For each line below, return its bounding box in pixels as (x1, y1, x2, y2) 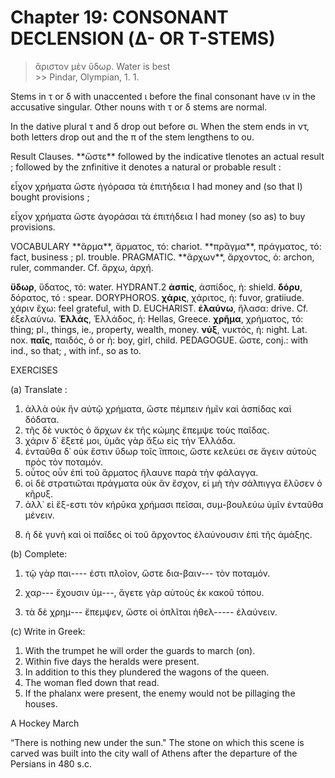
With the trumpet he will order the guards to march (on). (24, 644, 256, 656)
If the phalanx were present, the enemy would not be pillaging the (24, 687, 296, 699)
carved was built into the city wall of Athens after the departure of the (10, 747, 298, 759)
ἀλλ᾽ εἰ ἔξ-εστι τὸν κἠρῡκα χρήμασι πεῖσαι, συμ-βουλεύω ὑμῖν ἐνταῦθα (24, 498, 324, 510)
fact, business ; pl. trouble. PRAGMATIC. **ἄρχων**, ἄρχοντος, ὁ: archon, (10, 251, 315, 263)
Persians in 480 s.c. (10, 757, 93, 770)
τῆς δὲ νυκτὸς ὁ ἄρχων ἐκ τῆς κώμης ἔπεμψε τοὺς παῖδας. (24, 424, 270, 436)
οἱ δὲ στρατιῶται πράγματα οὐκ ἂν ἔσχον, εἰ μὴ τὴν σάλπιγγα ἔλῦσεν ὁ (24, 477, 323, 489)
